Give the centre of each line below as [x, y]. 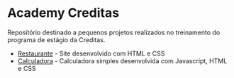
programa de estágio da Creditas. [56, 39]
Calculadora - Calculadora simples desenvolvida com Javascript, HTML [122, 60]
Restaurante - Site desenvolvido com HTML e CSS [91, 53]
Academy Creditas [63, 13]
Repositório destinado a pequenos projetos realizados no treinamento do [114, 32]
